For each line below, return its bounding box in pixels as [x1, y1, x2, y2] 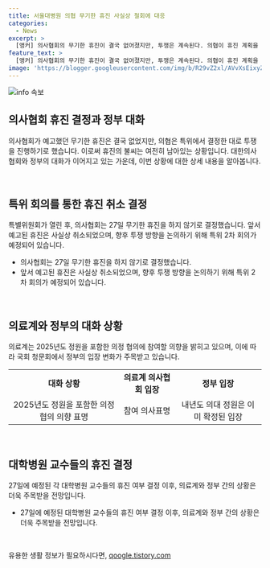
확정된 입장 [202, 411, 243, 422]
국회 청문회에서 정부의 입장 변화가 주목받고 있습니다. [16, 352, 180, 362]
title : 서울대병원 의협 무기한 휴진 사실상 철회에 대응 [8, 11, 166, 20]
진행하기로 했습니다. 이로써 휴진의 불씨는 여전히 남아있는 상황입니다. [16, 146, 229, 155]
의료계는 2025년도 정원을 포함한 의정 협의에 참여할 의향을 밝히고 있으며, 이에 [8, 342, 248, 352]
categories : [8, 19, 48, 27]
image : [8, 64, 31, 72]
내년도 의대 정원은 [181, 399, 246, 410]
